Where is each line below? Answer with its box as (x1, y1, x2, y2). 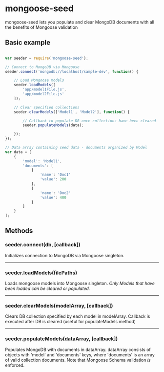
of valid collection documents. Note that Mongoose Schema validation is (5, 357, 151, 363)
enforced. (5, 362, 25, 368)
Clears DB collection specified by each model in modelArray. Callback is (5, 313, 150, 319)
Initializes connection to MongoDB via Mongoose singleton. (5, 252, 124, 258)
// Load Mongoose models (14, 78, 64, 83)
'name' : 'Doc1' (40, 172, 71, 177)
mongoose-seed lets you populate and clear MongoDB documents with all (5, 19, 155, 25)
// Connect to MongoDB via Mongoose (5, 65, 80, 69)
